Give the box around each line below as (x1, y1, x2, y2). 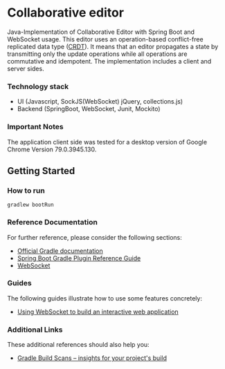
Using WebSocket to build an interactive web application (17, 307, 179, 316)
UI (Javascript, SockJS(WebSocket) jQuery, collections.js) (17, 97, 183, 106)
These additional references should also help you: (7, 341, 150, 349)
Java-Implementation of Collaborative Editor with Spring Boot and (7, 28, 195, 36)
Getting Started (7, 164, 75, 177)
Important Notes (7, 122, 64, 132)
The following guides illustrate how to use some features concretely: (7, 294, 203, 302)
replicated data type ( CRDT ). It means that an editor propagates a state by (7, 42, 219, 50)
